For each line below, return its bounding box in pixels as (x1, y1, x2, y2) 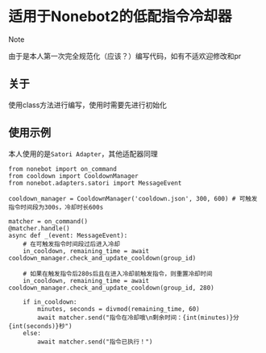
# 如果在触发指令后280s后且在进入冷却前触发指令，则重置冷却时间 (23, 269, 213, 278)
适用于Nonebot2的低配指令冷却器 (8, 7, 232, 26)
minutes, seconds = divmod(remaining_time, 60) (37, 305, 200, 313)
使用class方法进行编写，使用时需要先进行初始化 (8, 100, 168, 110)
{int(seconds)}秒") (8, 322, 73, 330)
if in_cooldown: (23, 297, 78, 306)
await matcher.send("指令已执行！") (37, 338, 153, 346)
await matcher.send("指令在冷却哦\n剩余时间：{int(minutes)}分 (37, 314, 239, 322)
